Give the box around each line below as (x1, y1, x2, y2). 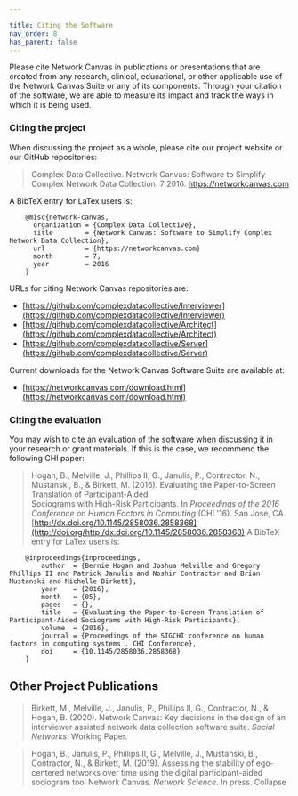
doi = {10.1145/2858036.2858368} (41, 646, 181, 655)
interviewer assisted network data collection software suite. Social (30, 721, 275, 732)
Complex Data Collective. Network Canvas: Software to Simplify (30, 168, 266, 179)
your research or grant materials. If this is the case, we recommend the (9, 443, 270, 454)
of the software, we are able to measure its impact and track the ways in (9, 90, 274, 101)
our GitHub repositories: (9, 151, 98, 162)
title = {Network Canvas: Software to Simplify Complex (32, 228, 273, 237)
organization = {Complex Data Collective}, (32, 220, 197, 230)
